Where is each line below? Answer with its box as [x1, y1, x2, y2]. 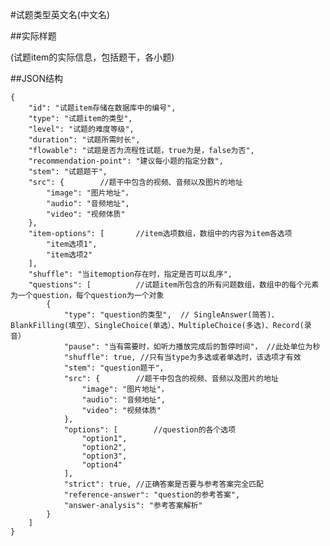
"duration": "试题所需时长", [28, 135, 141, 145]
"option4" [81, 460, 123, 470]
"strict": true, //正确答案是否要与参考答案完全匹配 [63, 479, 265, 489]
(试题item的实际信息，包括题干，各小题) [10, 51, 175, 63]
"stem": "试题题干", [28, 167, 108, 177]
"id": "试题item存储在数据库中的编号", [28, 103, 177, 113]
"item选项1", [46, 239, 98, 249]
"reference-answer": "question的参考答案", [63, 490, 241, 500]
